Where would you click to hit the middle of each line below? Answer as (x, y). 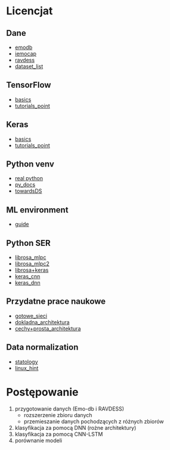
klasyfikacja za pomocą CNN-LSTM (59, 434)
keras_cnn (27, 276)
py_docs (25, 185)
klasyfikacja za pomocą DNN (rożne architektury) (75, 427)
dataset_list (29, 66)
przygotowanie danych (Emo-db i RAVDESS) (69, 409)
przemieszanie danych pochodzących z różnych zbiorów (94, 421)
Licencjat (30, 11)
